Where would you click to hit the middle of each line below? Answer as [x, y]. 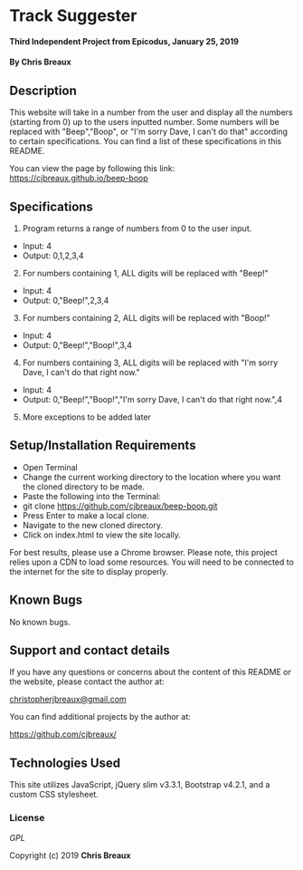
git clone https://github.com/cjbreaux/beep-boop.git [120, 506]
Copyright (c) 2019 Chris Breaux [70, 855]
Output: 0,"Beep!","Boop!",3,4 [77, 345]
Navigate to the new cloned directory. [93, 525]
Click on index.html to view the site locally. [101, 535]
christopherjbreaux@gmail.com [68, 700]
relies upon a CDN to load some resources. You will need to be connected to [151, 562]
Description [43, 90]
